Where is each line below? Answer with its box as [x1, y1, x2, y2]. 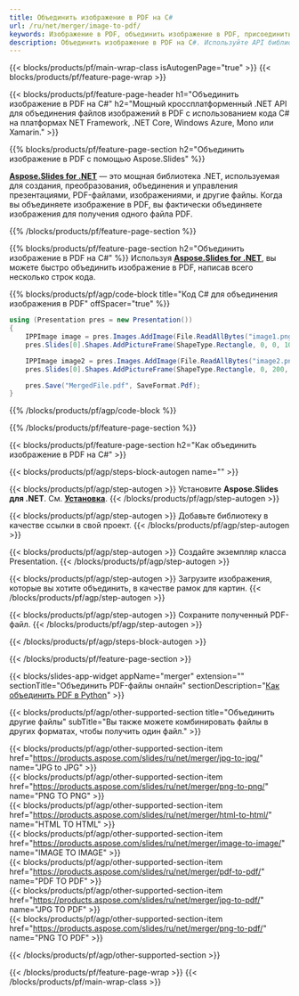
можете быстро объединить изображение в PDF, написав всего [9, 262, 254, 273]
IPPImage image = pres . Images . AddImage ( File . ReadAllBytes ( [25, 332, 249, 341]
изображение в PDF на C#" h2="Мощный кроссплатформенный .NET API [9, 99, 287, 110]
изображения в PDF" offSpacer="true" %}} [9, 298, 171, 309]
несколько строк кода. [9, 272, 96, 282]
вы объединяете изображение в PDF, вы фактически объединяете [9, 200, 263, 210]
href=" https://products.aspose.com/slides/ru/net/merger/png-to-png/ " [9, 781, 269, 792]
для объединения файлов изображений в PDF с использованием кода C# [9, 108, 290, 118]
